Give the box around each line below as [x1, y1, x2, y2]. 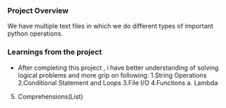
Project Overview [7, 6, 69, 16]
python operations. [7, 29, 63, 38]
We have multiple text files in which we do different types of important [7, 22, 214, 31]
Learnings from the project [7, 47, 102, 57]
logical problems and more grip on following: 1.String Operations [17, 70, 207, 80]
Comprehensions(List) [17, 92, 83, 101]
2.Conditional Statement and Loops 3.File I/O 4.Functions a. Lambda [17, 78, 218, 87]
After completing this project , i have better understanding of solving [17, 63, 219, 72]
